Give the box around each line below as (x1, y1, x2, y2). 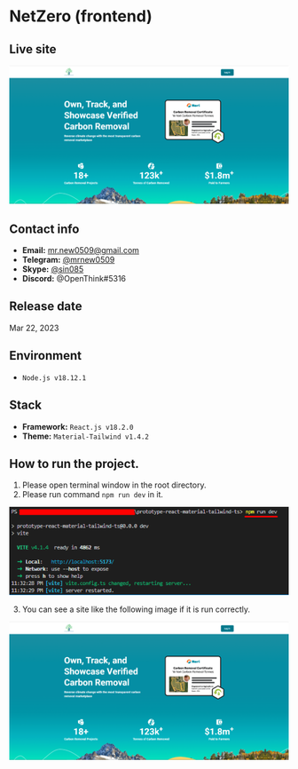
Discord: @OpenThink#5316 (21, 274, 127, 284)
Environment (9, 348, 82, 363)
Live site (9, 42, 57, 57)
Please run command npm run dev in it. (21, 489, 164, 500)
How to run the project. (9, 456, 139, 472)
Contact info (9, 221, 80, 236)
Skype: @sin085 (21, 264, 84, 274)
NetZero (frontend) (9, 6, 153, 27)
